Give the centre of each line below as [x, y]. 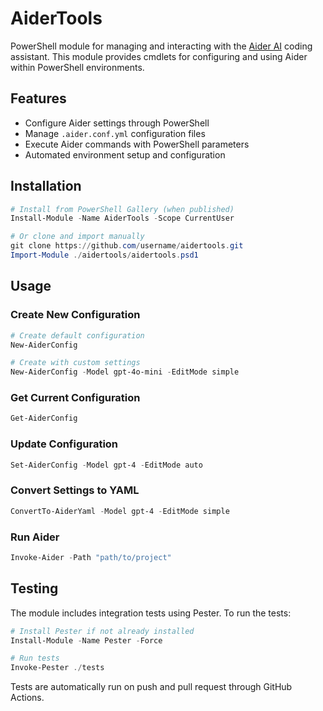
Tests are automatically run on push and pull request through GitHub [151, 687]
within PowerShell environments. [77, 67]
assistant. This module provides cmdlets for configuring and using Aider [159, 56]
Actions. [27, 698]
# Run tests [35, 658]
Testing [34, 588]
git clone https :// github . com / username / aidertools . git [127, 246]
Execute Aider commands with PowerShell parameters [137, 144]
